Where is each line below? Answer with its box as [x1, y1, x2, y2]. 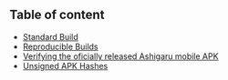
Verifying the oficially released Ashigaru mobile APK [22, 50, 219, 62]
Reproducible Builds [22, 41, 98, 52]
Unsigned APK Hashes [22, 60, 109, 71]
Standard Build [22, 31, 79, 42]
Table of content [9, 7, 105, 23]
